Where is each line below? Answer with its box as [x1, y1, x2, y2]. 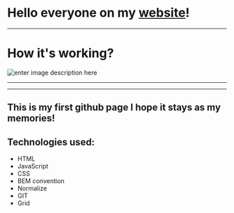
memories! [7, 113, 56, 125]
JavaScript [17, 162, 49, 171]
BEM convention [17, 177, 65, 185]
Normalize [17, 184, 47, 193]
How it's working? [7, 45, 114, 61]
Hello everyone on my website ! [7, 5, 190, 21]
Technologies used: [7, 136, 95, 148]
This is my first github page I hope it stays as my [7, 102, 221, 113]
